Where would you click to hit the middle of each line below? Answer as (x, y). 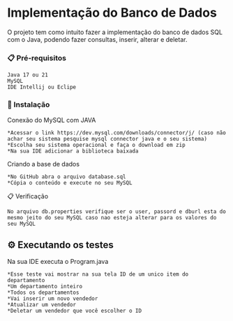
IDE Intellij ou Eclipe (42, 87)
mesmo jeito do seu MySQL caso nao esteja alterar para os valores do (112, 217)
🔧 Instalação (29, 104)
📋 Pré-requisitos (37, 58)
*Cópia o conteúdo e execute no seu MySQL (70, 182)
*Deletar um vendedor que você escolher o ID (74, 311)
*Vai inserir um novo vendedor (53, 299)
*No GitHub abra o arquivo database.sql (67, 177)
